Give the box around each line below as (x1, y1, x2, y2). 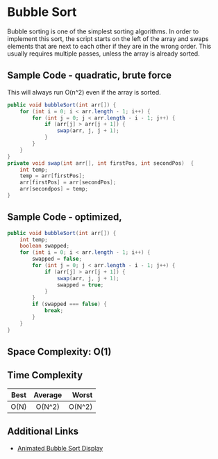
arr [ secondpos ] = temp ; (19, 186, 89, 193)
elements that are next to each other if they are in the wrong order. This (7, 42, 212, 50)
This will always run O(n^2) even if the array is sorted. (7, 88, 161, 96)
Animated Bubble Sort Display (17, 444, 103, 452)
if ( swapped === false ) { (32, 300, 108, 308)
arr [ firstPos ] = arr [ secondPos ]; (19, 179, 117, 186)
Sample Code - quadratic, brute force (7, 70, 172, 81)
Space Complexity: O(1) (7, 346, 112, 358)
